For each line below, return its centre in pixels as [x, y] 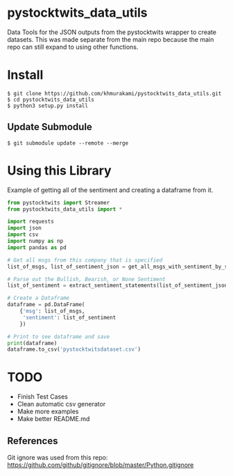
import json [24, 228]
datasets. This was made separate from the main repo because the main [111, 39]
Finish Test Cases [42, 397]
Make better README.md [53, 419]
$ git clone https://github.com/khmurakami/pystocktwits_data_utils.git [114, 93]
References [33, 441]
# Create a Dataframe [38, 298]
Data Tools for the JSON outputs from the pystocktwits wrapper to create [112, 32]
